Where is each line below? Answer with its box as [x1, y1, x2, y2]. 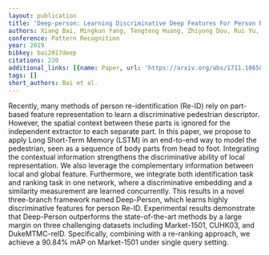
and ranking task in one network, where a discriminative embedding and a [8, 177, 253, 187]
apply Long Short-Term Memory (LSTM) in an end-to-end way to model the [8, 135, 258, 144]
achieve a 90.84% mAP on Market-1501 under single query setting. [8, 237, 230, 247]
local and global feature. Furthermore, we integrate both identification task [8, 169, 254, 179]
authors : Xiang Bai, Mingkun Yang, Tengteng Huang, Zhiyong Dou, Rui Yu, [8, 26, 260, 34]
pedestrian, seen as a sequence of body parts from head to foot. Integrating [8, 144, 259, 153]
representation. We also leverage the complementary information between [8, 160, 254, 170]
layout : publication [8, 11, 78, 20]
